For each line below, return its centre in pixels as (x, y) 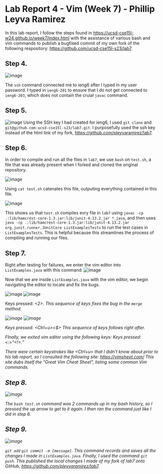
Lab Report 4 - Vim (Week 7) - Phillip (80, 9)
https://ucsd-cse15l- (113, 33)
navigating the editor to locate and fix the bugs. (53, 285)
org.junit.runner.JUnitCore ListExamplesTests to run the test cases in (77, 228)
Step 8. (16, 383)
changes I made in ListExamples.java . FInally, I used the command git (76, 455)
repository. (16, 170)
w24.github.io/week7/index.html (37, 38)
